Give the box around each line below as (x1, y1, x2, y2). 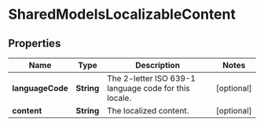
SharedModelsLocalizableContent (8, 5, 236, 23)
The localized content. (107, 106, 189, 116)
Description (134, 60, 181, 70)
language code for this (107, 83, 190, 93)
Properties (8, 37, 61, 50)
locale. (107, 92, 132, 103)
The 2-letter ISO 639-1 (107, 73, 196, 84)
